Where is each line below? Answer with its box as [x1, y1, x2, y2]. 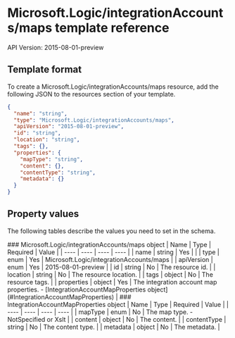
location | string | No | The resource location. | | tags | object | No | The [7, 270, 213, 279]
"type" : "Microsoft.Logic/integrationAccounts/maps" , [13, 116, 174, 124]
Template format [7, 63, 82, 75]
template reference [55, 20, 170, 36]
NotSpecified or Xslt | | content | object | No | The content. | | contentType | [7, 315, 227, 323]
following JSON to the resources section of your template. [7, 89, 176, 98]
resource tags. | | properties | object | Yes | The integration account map [7, 277, 217, 286]
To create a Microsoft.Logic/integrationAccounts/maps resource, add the [7, 82, 220, 91]
